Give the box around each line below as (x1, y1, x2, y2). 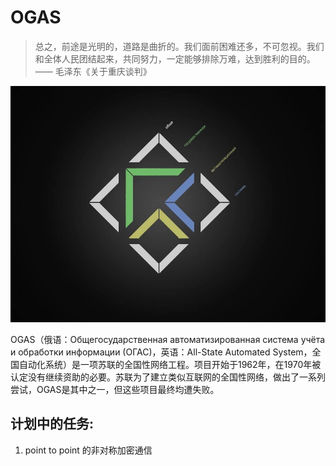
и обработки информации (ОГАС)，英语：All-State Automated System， (10, 346, 313, 358)
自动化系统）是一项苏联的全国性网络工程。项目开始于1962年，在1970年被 (18, 358, 322, 370)
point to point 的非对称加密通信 (24, 444, 153, 456)
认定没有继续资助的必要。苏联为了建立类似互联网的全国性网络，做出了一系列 (10, 371, 326, 383)
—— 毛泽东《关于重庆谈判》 (34, 65, 152, 77)
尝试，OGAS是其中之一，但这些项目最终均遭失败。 (10, 383, 220, 395)
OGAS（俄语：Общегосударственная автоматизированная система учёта (10, 333, 326, 345)
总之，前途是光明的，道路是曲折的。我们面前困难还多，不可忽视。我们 (34, 40, 325, 52)
